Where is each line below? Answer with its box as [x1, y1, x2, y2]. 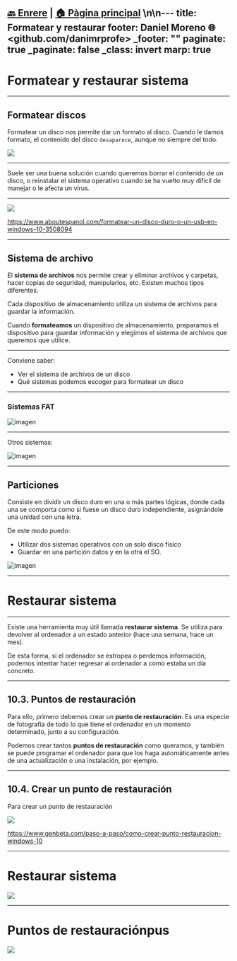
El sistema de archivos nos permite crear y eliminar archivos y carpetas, [7, 271, 219, 279]
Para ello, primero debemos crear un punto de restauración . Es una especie [7, 712, 229, 721]
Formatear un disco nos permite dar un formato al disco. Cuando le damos [7, 128, 224, 136]
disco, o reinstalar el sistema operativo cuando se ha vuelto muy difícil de [7, 177, 221, 185]
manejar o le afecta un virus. [7, 184, 90, 192]
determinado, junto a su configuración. [7, 727, 120, 735]
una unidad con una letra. [7, 513, 82, 521]
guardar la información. [7, 307, 75, 315]
